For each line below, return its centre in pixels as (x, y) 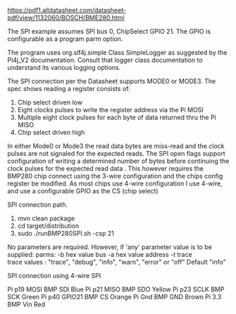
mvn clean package (46, 218)
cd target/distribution (48, 226)
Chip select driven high (51, 132)
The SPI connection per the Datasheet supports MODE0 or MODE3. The (112, 81)
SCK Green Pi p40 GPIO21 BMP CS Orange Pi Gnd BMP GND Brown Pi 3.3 (114, 297)
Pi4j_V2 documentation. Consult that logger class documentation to (105, 60)
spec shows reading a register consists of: (69, 89)
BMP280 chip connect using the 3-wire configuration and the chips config (115, 176)
